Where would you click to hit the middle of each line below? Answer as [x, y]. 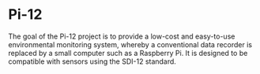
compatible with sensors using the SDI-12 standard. [92, 61]
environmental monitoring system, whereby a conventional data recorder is [130, 44]
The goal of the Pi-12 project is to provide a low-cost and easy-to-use [122, 36]
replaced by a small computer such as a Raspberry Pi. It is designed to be [128, 53]
